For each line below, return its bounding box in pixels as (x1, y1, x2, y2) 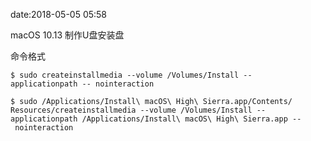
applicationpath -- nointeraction (10, 79, 155, 89)
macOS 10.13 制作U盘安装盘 (10, 29, 125, 41)
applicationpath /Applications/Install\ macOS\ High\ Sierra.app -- (10, 114, 302, 124)
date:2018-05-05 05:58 (10, 9, 108, 20)
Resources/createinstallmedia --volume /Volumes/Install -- (10, 105, 267, 115)
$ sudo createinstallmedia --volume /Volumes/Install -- (10, 70, 253, 80)
